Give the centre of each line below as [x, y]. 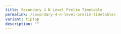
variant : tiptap [22, 19]
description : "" [22, 24]
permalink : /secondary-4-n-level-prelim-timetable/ [60, 14]
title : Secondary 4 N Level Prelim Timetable [54, 10]
